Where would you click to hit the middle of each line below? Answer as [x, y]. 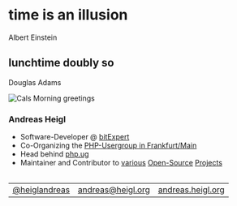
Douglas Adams [35, 82]
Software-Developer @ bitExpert [75, 137]
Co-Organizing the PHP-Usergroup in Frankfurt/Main [108, 146]
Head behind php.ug [54, 154]
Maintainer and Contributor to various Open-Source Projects [121, 163]
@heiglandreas [41, 190]
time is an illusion [68, 15]
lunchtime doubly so [61, 63]
